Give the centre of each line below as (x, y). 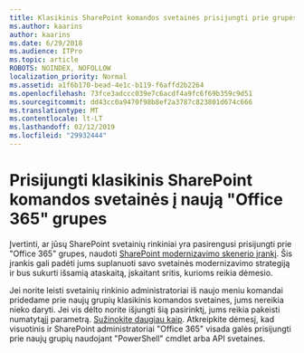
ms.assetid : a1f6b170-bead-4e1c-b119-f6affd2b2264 (107, 85)
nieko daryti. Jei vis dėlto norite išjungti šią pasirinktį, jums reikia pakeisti (145, 310)
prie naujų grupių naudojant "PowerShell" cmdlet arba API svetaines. (138, 338)
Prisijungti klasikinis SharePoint (131, 181)
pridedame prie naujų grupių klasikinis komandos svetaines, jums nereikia (147, 300)
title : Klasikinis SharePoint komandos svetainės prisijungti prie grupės (153, 18)
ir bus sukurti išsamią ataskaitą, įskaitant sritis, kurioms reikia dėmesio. (141, 272)
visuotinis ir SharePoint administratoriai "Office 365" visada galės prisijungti (150, 329)
